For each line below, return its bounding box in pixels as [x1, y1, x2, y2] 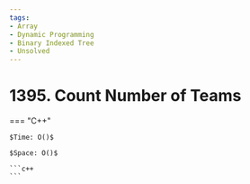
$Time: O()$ [9, 133, 54, 143]
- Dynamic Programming [9, 30, 94, 39]
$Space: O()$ [9, 149, 58, 158]
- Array [9, 22, 39, 31]
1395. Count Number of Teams [9, 86, 242, 106]
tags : [9, 13, 30, 23]
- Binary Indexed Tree [9, 38, 94, 48]
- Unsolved [9, 47, 50, 56]
